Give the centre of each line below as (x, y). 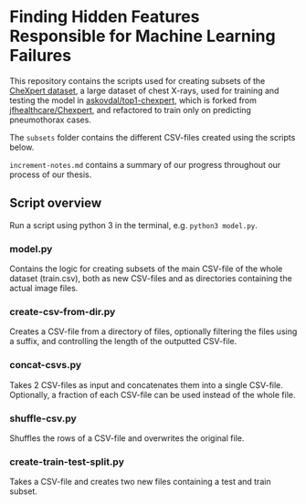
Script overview (56, 203)
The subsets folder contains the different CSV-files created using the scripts (153, 137)
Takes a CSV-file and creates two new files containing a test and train (140, 482)
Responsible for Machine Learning (142, 36)
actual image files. (44, 289)
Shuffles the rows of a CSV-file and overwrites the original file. (127, 438)
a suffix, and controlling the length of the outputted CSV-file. (123, 341)
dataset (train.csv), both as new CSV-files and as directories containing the (151, 278)
